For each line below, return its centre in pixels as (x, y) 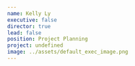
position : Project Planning (48, 39)
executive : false (32, 20)
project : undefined (35, 45)
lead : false (24, 33)
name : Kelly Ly (29, 13)
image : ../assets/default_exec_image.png (68, 52)
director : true (29, 26)
